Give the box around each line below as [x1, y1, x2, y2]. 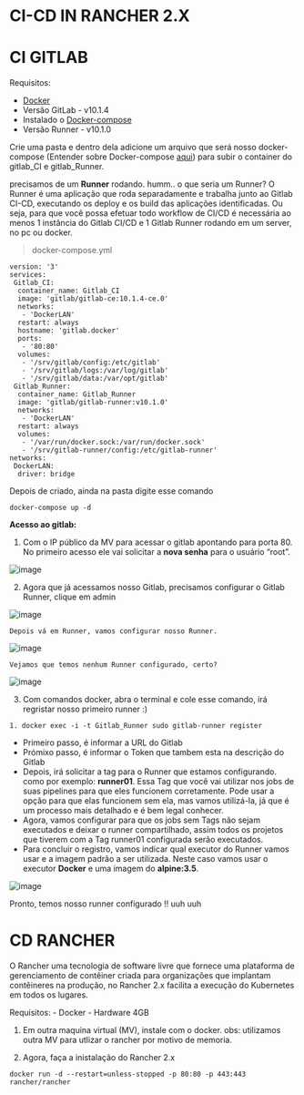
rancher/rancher [9, 1078, 71, 1087]
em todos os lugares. [9, 989, 88, 1000]
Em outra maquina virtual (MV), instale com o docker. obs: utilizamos [22, 1025, 281, 1036]
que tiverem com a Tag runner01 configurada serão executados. [22, 834, 264, 845]
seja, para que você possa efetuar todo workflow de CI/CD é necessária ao [9, 208, 291, 219]
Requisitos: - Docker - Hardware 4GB [9, 1008, 150, 1018]
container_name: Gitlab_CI [17, 286, 120, 296]
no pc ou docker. [9, 227, 73, 238]
